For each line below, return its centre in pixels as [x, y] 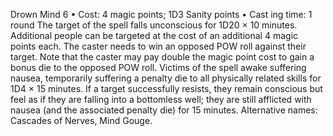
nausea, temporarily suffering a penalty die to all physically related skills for [166, 78]
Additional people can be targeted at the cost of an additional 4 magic [154, 35]
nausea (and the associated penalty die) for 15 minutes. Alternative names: [164, 110]
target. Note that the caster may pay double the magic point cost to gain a [162, 57]
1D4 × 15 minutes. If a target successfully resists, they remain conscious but [166, 88]
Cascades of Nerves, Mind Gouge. [81, 120]
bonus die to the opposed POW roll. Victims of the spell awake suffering [158, 67]
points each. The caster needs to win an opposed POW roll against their [158, 46]
